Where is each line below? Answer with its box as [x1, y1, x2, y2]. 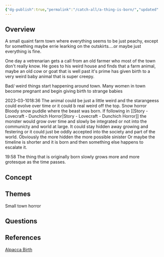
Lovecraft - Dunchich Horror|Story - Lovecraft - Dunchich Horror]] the [5, 113, 147, 119]
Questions [5, 217, 38, 225]
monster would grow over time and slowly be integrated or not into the [5, 118, 147, 125]
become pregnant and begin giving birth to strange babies [5, 88, 123, 94]
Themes [5, 190, 31, 198]
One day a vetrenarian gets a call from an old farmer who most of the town [5, 58, 156, 64]
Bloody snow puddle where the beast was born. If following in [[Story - [5, 108, 148, 114]
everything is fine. [5, 48, 42, 54]
